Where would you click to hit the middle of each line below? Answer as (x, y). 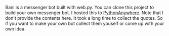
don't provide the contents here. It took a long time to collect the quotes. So (84, 18)
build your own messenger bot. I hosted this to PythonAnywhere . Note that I (84, 13)
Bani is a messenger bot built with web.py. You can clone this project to (80, 7)
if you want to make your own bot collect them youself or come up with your (85, 23)
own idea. (15, 29)
